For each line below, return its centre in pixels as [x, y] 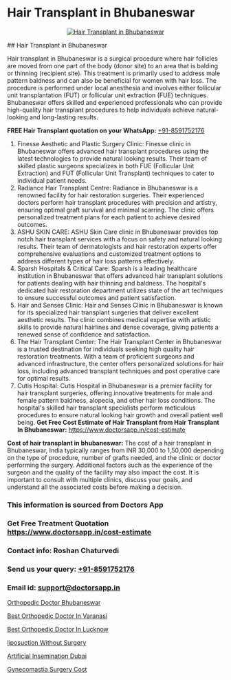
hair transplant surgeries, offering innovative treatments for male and [114, 393]
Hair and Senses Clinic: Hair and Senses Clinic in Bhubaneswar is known [120, 305]
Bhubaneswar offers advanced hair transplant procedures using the [113, 151]
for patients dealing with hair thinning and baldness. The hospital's [111, 283]
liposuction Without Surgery [47, 642]
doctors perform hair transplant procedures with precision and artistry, [117, 202]
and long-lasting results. [64, 117]
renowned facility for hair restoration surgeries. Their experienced [110, 195]
